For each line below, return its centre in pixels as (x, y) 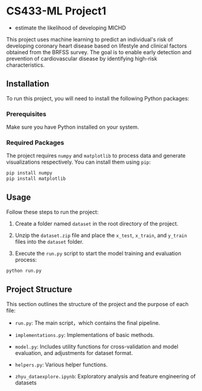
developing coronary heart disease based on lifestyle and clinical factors (96, 46)
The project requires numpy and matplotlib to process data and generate (96, 156)
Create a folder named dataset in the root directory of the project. (97, 223)
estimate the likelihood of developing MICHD (71, 28)
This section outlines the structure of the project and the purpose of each (97, 304)
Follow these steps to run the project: (52, 212)
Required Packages (35, 143)
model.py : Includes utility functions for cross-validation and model (97, 346)
